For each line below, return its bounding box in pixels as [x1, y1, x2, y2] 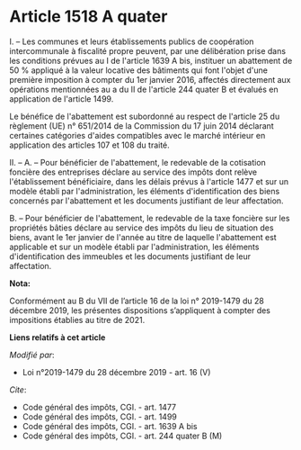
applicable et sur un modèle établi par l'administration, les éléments [9, 241, 260, 252]
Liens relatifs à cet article [9, 331, 106, 343]
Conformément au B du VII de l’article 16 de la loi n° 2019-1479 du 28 [9, 295, 265, 306]
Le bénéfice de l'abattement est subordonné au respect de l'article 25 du [9, 111, 280, 121]
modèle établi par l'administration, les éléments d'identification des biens [9, 185, 280, 196]
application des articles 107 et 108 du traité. [9, 139, 171, 150]
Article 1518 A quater [9, 6, 168, 27]
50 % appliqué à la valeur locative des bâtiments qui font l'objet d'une [9, 65, 268, 76]
